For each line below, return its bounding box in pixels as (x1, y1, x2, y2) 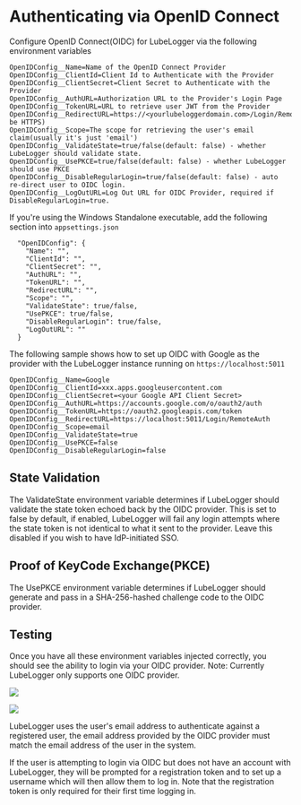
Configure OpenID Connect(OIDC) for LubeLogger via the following (9, 36, 257, 47)
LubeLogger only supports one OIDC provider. (9, 670, 180, 680)
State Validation (9, 471, 100, 486)
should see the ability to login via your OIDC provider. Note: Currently (9, 661, 265, 671)
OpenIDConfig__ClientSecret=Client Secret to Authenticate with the (9, 78, 271, 87)
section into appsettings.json (9, 221, 119, 232)
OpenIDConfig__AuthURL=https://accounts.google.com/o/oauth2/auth (9, 399, 262, 408)
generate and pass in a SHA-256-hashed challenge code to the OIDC (9, 592, 264, 602)
